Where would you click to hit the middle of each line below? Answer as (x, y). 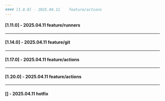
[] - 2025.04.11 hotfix (27, 94)
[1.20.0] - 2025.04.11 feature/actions (43, 77)
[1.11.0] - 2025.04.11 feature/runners (43, 25)
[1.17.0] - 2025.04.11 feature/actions (42, 60)
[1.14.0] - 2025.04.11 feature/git (38, 42)
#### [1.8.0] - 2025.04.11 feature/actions (54, 10)
